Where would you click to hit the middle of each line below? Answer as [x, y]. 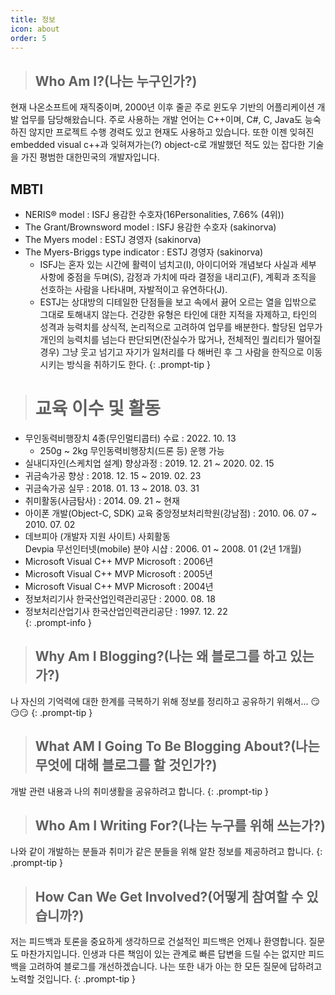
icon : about [35, 29]
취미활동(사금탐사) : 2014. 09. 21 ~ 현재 [102, 500]
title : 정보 [33, 19]
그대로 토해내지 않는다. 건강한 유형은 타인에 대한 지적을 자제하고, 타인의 [178, 314]
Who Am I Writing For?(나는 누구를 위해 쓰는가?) [180, 825]
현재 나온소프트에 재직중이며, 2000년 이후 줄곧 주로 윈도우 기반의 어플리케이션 [162, 107]
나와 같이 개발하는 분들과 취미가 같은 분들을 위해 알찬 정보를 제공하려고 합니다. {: [166, 852]
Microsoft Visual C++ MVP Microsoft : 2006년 [119, 561]
